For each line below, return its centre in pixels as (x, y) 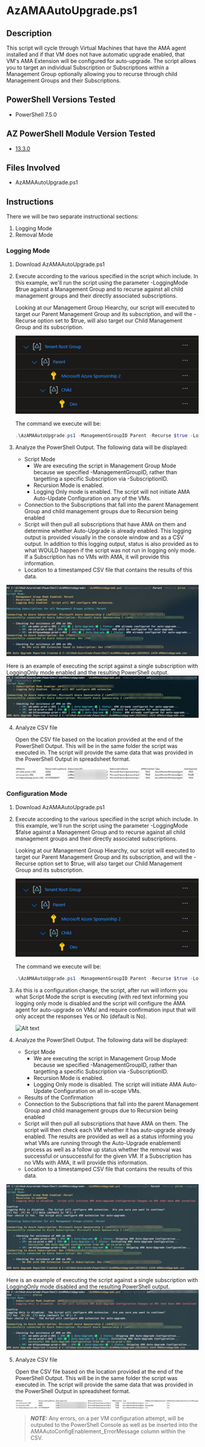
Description (29, 33)
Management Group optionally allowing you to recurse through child (92, 74)
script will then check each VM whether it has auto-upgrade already (110, 1130)
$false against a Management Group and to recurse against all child (100, 832)
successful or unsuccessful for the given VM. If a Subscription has (108, 1156)
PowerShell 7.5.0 (36, 115)
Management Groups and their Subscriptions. (63, 81)
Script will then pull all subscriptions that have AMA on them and (105, 524)
